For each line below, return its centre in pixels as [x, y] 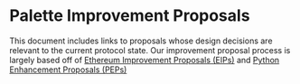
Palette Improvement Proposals [130, 16]
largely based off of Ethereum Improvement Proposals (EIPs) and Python [145, 60]
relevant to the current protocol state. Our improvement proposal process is [150, 50]
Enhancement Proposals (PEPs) [68, 70]
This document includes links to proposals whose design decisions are [141, 41]
